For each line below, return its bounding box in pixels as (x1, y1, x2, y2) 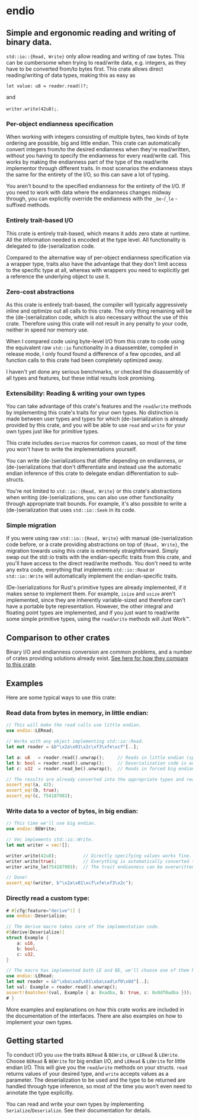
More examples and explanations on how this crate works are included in (6, 1006, 185, 1013)
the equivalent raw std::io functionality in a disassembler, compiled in (6, 344, 179, 351)
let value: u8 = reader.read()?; (6, 83, 89, 89)
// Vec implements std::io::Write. (6, 837, 94, 843)
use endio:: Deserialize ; (6, 913, 68, 919)
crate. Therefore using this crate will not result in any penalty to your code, (6, 320, 188, 327)
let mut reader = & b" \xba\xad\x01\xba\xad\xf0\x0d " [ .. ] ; (6, 978, 150, 985)
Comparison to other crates (6, 633, 110, 643)
